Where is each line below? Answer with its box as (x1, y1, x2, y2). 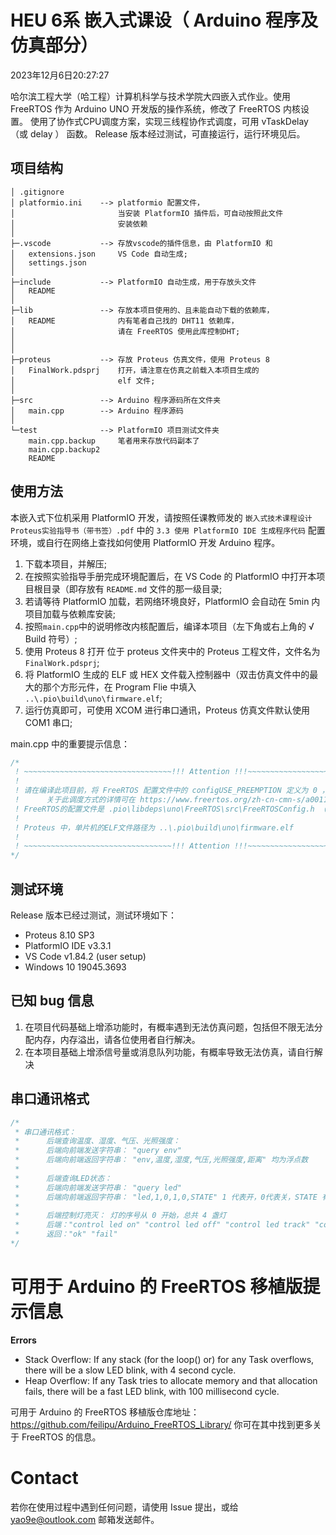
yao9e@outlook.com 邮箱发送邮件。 (10, 1513, 160, 1525)
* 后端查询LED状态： (14, 1173, 112, 1183)
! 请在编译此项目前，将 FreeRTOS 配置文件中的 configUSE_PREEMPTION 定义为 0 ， (14, 786, 330, 796)
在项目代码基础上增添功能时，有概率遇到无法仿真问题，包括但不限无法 (24, 1021, 315, 1033)
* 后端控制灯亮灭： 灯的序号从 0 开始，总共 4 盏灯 (14, 1211, 227, 1221)
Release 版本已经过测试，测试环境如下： (10, 909, 178, 921)
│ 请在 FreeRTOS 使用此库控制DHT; (10, 326, 241, 336)
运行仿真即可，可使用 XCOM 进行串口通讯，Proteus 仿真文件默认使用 (24, 704, 310, 716)
